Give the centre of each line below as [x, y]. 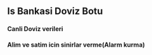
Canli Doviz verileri [35, 29]
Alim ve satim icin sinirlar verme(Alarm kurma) [76, 45]
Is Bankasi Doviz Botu [55, 11]
